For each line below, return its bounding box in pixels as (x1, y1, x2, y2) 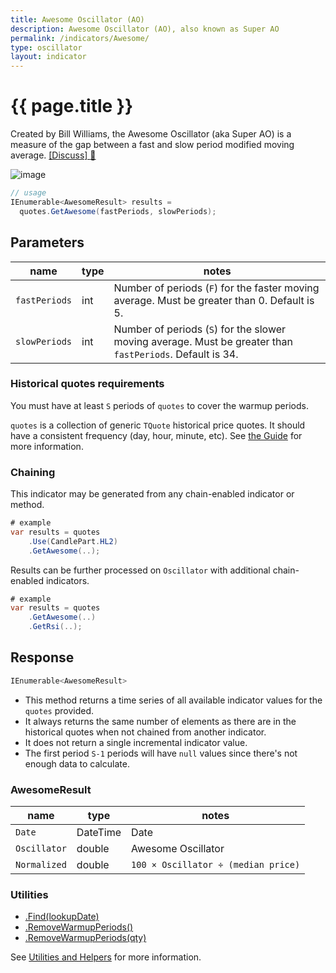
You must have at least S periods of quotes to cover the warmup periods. (10, 399, 309, 411)
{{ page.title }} (10, 95, 134, 118)
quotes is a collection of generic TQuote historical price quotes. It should (10, 419, 306, 431)
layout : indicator (10, 52, 87, 62)
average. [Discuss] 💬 (10, 149, 97, 161)
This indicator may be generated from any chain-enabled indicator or (10, 488, 295, 500)
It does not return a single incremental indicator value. (24, 736, 248, 748)
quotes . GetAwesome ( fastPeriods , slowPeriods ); (19, 206, 217, 216)
